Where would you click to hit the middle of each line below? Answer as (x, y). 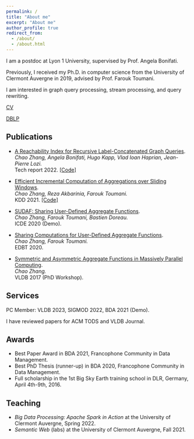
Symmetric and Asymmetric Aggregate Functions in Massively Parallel (99, 259)
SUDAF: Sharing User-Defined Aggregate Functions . (77, 211)
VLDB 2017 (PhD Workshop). (49, 277)
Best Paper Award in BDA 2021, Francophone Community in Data (92, 354)
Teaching (23, 403)
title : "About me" (28, 17)
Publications (29, 137)
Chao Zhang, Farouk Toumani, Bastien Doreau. (71, 217)
